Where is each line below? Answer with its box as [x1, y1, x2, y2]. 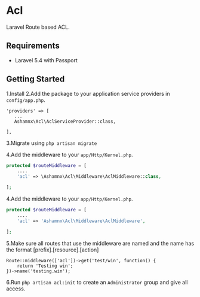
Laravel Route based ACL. [6, 23, 70, 31]
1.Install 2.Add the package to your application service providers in [6, 90, 170, 97]
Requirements [6, 41, 60, 51]
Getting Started [6, 74, 65, 84]
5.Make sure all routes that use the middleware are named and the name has [6, 240, 195, 247]
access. [6, 285, 26, 292]
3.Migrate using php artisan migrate [6, 139, 97, 147]
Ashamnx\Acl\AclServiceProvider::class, [14, 118, 116, 125]
